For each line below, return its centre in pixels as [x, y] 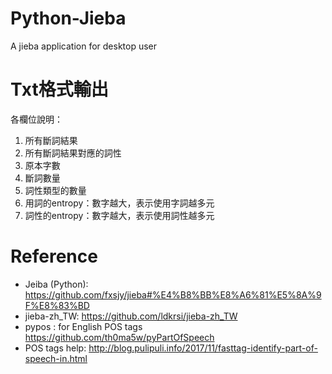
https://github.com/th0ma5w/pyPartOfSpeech [119, 337]
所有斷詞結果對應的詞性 [73, 153]
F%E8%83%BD [57, 305]
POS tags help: [55, 348]
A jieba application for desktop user [84, 46]
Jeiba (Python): [56, 284]
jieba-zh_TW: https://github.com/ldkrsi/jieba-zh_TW [131, 316]
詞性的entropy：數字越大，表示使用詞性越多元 [119, 215]
